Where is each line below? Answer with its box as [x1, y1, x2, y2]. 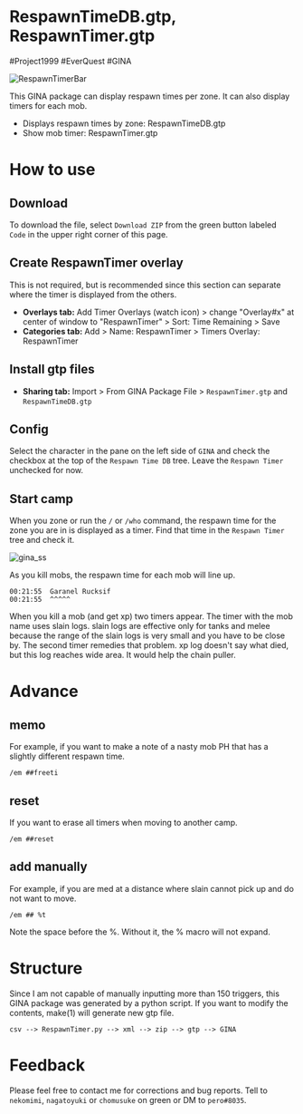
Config [9, 421, 49, 437]
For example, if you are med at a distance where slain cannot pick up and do [9, 883, 294, 894]
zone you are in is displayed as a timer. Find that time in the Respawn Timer [9, 525, 285, 536]
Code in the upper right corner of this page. [9, 228, 169, 239]
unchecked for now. [9, 465, 84, 476]
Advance [9, 682, 79, 702]
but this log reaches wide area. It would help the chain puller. [9, 650, 237, 661]
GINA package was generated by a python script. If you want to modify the [9, 997, 289, 1008]
